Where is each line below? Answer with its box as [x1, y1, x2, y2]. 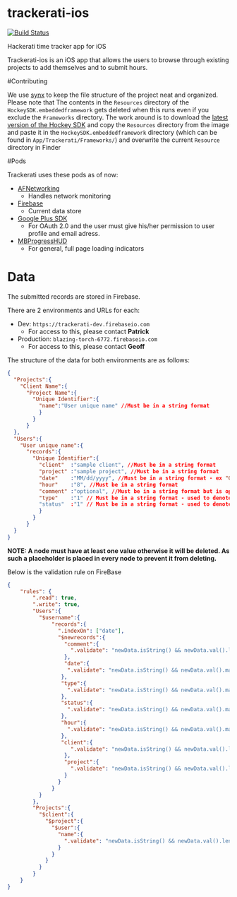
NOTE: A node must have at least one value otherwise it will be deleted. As [7, 546, 230, 555]
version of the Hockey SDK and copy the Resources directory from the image [7, 120, 230, 129]
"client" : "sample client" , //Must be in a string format [38, 461, 217, 469]
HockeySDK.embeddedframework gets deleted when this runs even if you [7, 105, 209, 114]
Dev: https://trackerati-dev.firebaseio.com [17, 319, 150, 328]
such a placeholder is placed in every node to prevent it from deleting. [7, 554, 217, 562]
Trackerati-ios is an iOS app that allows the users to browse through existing [7, 55, 229, 64]
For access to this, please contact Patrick [28, 327, 150, 335]
